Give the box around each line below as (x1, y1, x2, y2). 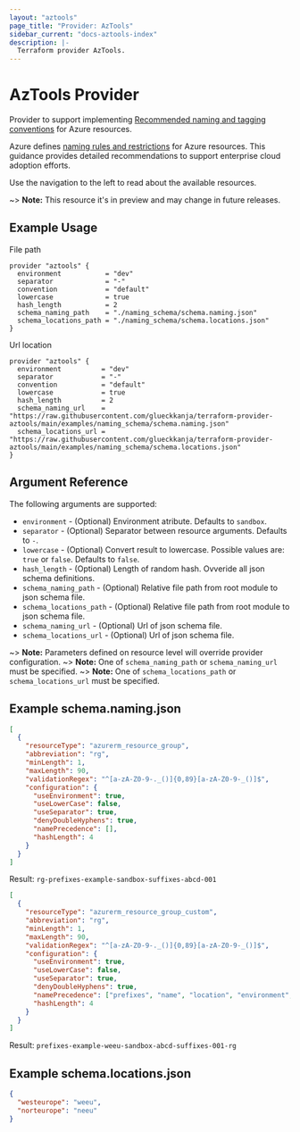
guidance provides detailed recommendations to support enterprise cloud (9, 151, 281, 162)
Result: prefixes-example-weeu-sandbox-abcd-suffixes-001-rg (9, 1040, 237, 1051)
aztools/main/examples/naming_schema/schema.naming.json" (9, 419, 229, 429)
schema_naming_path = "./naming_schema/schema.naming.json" (17, 308, 257, 317)
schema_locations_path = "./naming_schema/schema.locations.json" (17, 316, 270, 325)
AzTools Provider (9, 85, 140, 105)
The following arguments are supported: (9, 498, 158, 509)
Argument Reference (9, 475, 129, 490)
